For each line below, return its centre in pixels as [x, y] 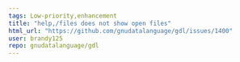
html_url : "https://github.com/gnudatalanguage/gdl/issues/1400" [120, 31]
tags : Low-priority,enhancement [63, 16]
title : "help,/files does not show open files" [90, 23]
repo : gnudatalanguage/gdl [54, 46]
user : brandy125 [36, 38]
